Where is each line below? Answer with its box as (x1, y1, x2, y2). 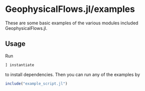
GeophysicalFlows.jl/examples (5, 3, 135, 15)
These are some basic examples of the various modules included (5, 20, 139, 26)
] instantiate (5, 62, 35, 68)
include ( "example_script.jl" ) (5, 81, 68, 86)
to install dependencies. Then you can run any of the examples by (5, 71, 141, 78)
